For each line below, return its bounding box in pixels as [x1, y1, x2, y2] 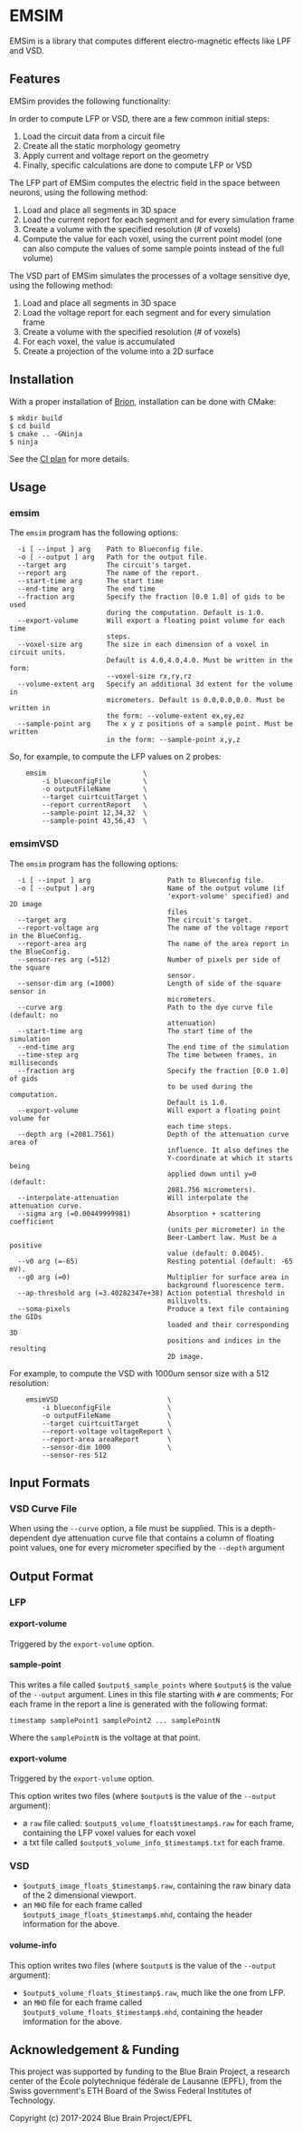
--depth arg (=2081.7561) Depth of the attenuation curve [17, 1130, 289, 1139]
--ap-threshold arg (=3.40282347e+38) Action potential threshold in [17, 1288, 285, 1297]
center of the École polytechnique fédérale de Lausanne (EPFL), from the [9, 2076, 282, 2087]
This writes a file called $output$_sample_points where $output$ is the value [9, 1679, 292, 1690]
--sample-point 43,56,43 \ [42, 817, 147, 826]
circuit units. [9, 648, 67, 658]
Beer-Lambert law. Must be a [166, 1233, 278, 1242]
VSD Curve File [9, 1502, 78, 1515]
